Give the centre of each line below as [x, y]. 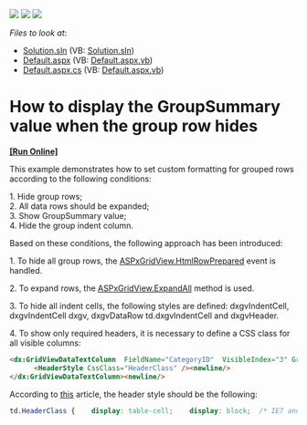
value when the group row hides [134, 126]
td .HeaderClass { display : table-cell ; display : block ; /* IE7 [147, 410]
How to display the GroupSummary [145, 107]
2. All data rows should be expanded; [79, 206]
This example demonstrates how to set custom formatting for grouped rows [152, 169]
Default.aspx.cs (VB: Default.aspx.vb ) [93, 70]
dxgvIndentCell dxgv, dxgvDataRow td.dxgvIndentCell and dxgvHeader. [144, 316]
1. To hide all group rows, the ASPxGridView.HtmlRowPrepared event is [143, 261]
